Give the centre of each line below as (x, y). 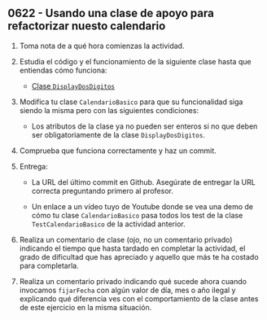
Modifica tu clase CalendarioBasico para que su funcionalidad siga (131, 102)
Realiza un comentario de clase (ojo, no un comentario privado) (126, 239)
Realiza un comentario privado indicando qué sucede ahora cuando (133, 281)
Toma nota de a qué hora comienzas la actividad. (102, 46)
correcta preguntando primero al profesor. (103, 191)
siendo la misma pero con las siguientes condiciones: (109, 110)
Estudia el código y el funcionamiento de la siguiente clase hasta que (135, 61)
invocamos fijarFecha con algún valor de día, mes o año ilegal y (127, 290)
